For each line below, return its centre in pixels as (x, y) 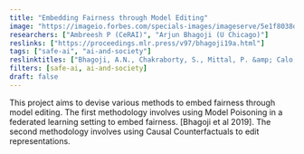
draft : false (34, 77)
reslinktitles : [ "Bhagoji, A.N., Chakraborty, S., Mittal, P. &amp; (141, 60)
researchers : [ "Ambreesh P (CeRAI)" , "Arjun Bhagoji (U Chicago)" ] (139, 34)
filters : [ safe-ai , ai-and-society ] (78, 69)
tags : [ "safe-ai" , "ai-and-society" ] (81, 52)
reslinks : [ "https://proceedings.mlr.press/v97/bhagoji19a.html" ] (137, 43)
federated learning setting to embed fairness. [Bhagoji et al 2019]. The (140, 121)
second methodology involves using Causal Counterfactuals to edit (134, 131)
